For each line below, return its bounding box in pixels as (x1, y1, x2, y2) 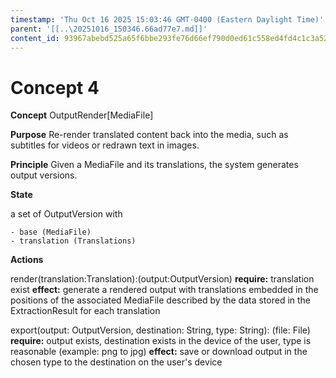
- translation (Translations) (10, 236, 137, 246)
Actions (10, 254, 44, 266)
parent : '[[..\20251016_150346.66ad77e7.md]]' (10, 24, 208, 34)
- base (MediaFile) (10, 227, 92, 238)
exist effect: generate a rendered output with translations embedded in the (10, 284, 319, 296)
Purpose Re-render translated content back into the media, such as (10, 129, 289, 141)
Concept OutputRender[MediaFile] (10, 109, 154, 121)
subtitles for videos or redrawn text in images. (10, 139, 200, 151)
